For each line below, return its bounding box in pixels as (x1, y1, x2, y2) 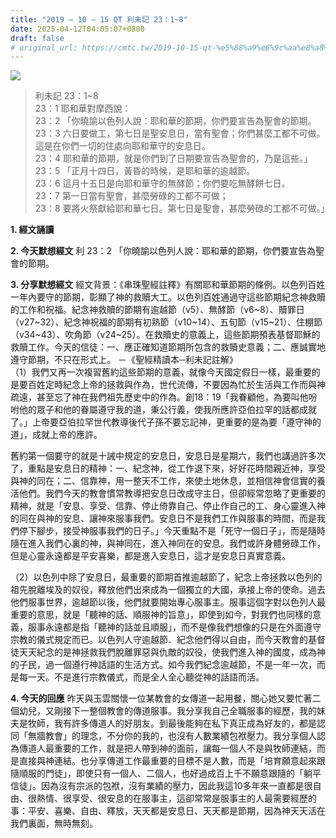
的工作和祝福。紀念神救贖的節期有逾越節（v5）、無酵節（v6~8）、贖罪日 (10, 304, 305, 316)
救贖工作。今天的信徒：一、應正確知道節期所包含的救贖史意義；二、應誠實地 (10, 341, 326, 353)
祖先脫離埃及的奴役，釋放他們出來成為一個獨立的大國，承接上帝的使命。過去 (10, 584, 326, 596)
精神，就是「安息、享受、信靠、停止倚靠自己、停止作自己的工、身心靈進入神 (10, 500, 326, 512)
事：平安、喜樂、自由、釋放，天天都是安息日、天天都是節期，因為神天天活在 (10, 805, 326, 817)
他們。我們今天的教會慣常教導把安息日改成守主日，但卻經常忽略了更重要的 (18, 487, 326, 500)
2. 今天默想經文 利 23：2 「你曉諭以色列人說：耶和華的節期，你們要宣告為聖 (10, 245, 325, 257)
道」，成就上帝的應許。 (10, 429, 103, 441)
